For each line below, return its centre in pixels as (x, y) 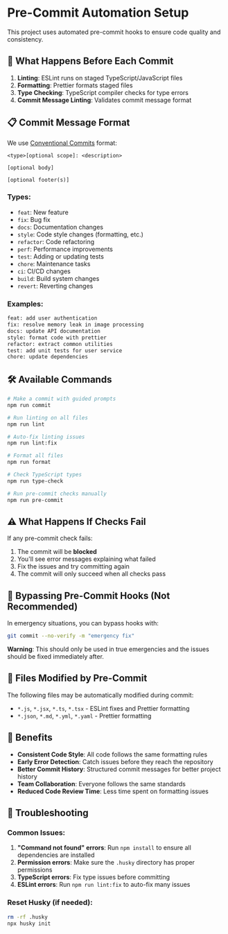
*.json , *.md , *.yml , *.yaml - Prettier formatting (84, 716)
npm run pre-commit (35, 500)
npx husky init (29, 924)
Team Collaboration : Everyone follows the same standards (101, 784)
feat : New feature (43, 212)
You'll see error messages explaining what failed (86, 559)
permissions (35, 870)
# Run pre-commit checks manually (57, 494)
